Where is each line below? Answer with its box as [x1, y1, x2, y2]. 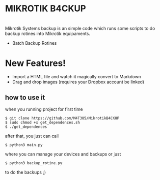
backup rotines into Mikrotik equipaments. [5, 30, 90, 37]
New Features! [5, 58, 66, 69]
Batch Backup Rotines [12, 40, 57, 46]
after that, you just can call [5, 133, 59, 139]
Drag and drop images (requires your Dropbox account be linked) [12, 79, 145, 85]
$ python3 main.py [5, 143, 43, 148]
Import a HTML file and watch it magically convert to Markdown [12, 74, 141, 80]
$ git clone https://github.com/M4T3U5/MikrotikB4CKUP [5, 116, 120, 121]
